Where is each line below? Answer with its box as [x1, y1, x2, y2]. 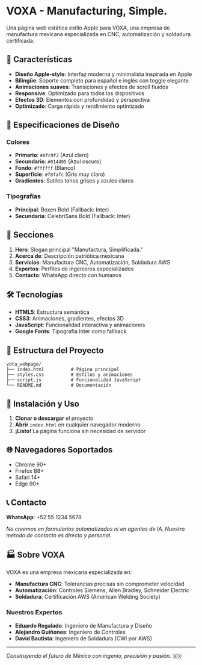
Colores [6, 138, 30, 146]
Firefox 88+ [14, 467, 44, 474]
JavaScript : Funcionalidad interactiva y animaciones [14, 321, 145, 329]
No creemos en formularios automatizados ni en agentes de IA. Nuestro [6, 525, 185, 532]
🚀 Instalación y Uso [6, 399, 79, 409]
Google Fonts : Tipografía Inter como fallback [14, 328, 127, 335]
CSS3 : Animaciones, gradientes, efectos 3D [14, 315, 124, 322]
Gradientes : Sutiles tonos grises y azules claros [14, 177, 134, 184]
